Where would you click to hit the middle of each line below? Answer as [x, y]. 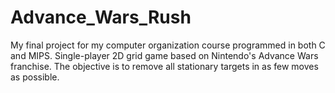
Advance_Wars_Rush [101, 17]
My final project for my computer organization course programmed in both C [168, 45]
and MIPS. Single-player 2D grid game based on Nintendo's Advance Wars [164, 55]
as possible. [35, 77]
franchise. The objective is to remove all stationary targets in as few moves [164, 66]
